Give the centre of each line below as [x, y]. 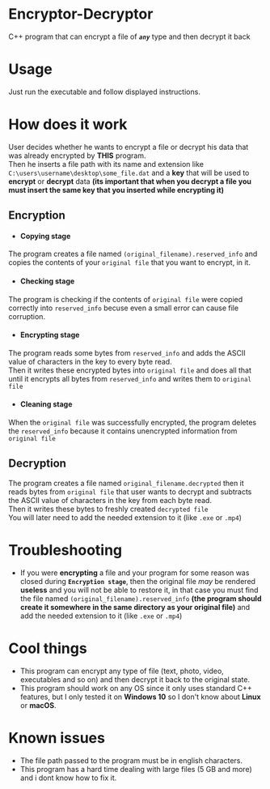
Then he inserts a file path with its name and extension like [106, 164]
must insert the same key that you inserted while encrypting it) [116, 190]
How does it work [68, 124]
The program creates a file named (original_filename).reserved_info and [133, 254]
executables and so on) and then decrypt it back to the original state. [135, 679]
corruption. [27, 316]
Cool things [48, 648]
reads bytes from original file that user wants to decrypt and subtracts [130, 492]
